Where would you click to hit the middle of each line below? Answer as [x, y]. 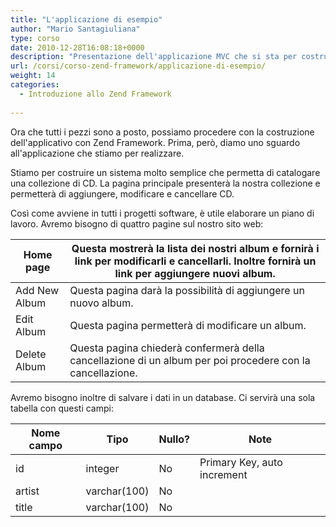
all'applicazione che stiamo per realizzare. [97, 153]
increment [223, 474]
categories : [35, 85]
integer [102, 468]
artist [27, 491]
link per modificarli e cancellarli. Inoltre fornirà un [195, 261]
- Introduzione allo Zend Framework [95, 94]
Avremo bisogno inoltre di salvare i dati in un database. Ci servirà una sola [163, 397]
